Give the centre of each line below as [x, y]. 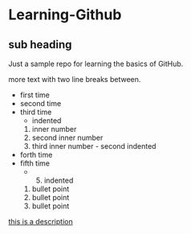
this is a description [41, 222]
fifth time [35, 163]
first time [35, 95]
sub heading [40, 45]
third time [36, 112]
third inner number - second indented [94, 146]
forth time [36, 155]
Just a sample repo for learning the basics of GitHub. [96, 64]
